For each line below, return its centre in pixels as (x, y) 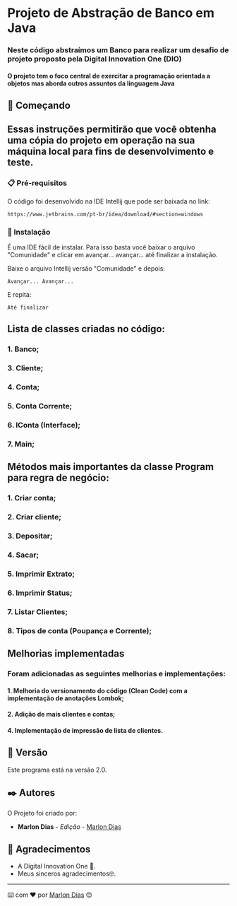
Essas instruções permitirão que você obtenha (112, 130)
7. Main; (21, 444)
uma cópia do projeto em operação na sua (101, 140)
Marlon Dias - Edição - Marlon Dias (69, 827)
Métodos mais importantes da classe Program (110, 467)
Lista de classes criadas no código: (86, 329)
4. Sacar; (23, 555)
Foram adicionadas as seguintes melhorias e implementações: (116, 674)
